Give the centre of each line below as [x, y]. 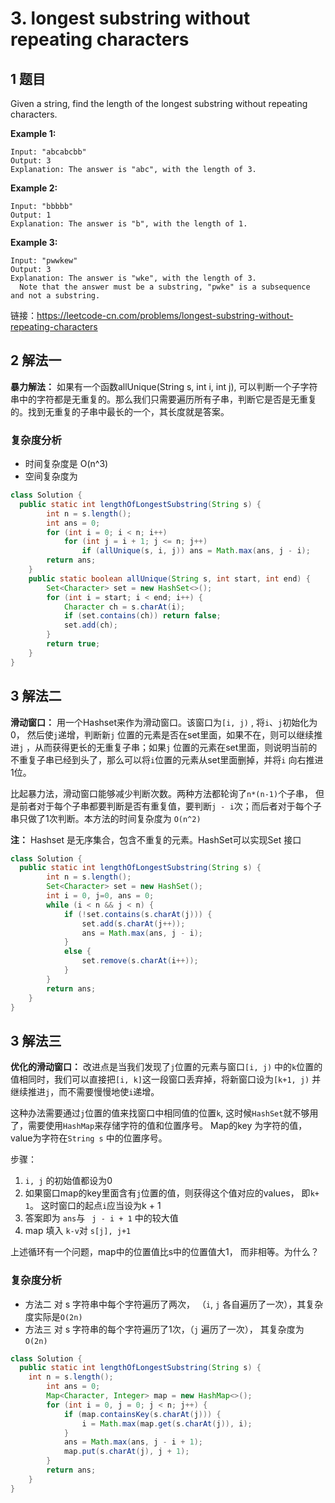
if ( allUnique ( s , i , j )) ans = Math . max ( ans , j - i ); [196, 551]
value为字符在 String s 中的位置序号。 [89, 1138]
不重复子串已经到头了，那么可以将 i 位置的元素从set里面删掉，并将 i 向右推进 [167, 759]
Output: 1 [31, 215]
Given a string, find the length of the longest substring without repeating [159, 103]
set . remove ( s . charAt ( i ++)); [140, 961]
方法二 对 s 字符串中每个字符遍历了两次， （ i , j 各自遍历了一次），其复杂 [174, 1304]
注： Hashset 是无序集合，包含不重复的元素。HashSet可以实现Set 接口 [156, 839]
